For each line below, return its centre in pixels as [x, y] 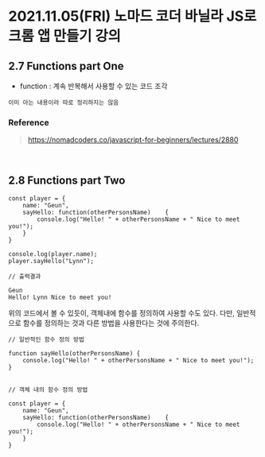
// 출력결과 [25, 277]
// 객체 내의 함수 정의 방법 [48, 390]
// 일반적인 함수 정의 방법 [47, 340]
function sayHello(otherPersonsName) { [74, 354]
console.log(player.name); [53, 254]
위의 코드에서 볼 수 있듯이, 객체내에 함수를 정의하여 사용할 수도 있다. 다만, [121, 313]
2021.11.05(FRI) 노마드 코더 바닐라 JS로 [132, 16]
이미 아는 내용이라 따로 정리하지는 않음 [64, 103]
